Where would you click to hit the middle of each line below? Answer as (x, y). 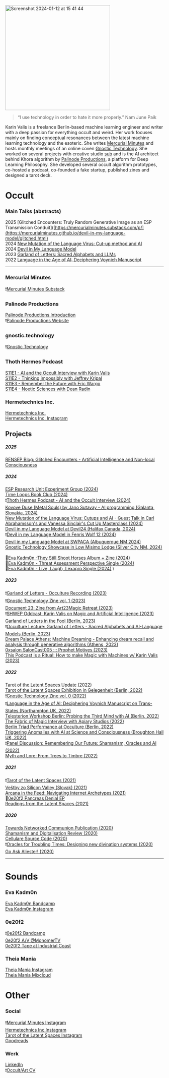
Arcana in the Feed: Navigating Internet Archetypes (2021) (66, 793)
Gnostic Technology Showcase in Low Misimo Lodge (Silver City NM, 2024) (84, 547)
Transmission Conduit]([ (30, 228)
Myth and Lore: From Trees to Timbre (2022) (52, 756)
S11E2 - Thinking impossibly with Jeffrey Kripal (54, 378)
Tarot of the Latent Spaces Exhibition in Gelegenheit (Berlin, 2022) (74, 690)
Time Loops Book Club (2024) (36, 495)
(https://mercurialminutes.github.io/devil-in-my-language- (65, 233)
